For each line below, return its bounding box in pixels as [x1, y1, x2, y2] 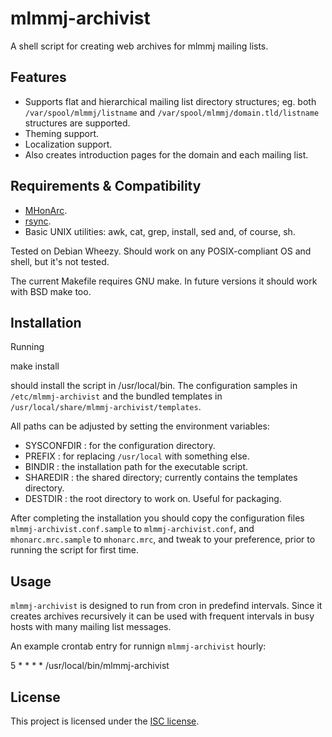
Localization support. [24, 138, 113, 150]
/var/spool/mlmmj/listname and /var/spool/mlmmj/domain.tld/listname [24, 106, 320, 118]
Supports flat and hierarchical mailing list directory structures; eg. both [24, 95, 317, 107]
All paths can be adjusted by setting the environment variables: [10, 420, 270, 432]
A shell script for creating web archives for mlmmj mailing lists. [10, 40, 269, 52]
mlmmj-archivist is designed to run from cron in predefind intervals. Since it [10, 600, 323, 612]
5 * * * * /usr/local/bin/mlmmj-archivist [10, 660, 170, 672]
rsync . [24, 215, 52, 227]
